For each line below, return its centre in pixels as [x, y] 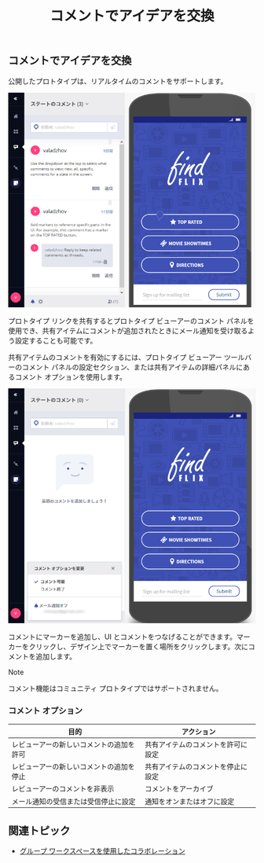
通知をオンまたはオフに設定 [190, 801]
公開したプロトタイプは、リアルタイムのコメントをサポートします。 [118, 81]
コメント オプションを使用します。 [71, 377]
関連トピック [39, 830]
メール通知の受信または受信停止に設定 [73, 801]
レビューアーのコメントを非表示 [63, 789]
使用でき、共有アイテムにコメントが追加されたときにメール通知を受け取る [128, 331]
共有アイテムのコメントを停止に [196, 766]
